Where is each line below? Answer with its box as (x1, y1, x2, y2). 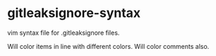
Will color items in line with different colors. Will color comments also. (7, 42, 210, 50)
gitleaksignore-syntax (7, 5, 141, 21)
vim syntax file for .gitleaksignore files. (7, 28, 120, 37)
